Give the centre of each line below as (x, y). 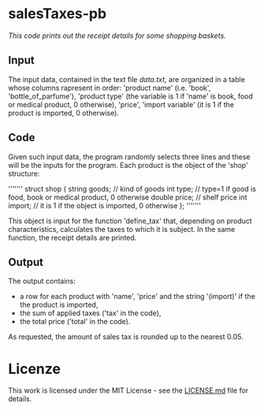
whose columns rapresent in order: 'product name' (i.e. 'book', (110, 88)
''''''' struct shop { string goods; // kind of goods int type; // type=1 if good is (132, 188)
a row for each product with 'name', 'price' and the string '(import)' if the (138, 296)
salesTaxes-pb (58, 14)
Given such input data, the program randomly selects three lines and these (129, 157)
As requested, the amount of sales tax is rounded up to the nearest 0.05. (126, 337)
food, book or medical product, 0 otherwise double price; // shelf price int (128, 197)
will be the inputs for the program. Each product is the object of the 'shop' (128, 165)
